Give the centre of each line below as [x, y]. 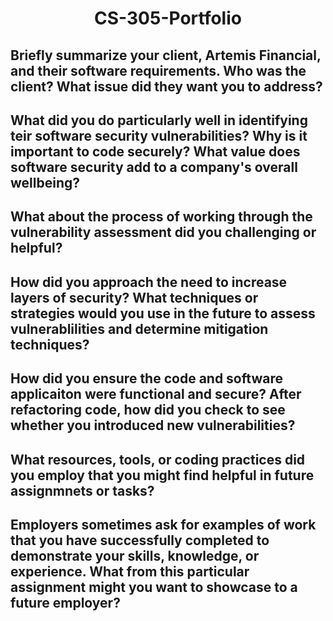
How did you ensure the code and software [146, 378]
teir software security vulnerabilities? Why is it [159, 135]
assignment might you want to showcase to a [154, 587]
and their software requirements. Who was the [158, 70]
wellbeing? [45, 182]
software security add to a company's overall [154, 167]
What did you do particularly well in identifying [159, 120]
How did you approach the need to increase [149, 282]
